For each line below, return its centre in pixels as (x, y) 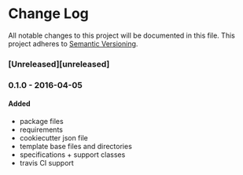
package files (42, 121)
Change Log (48, 14)
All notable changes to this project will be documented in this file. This (122, 35)
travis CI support (47, 162)
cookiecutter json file (53, 137)
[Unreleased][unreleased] (59, 64)
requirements (41, 129)
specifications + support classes (72, 155)
